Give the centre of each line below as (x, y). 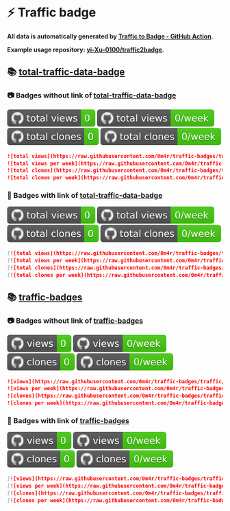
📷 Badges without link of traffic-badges (75, 321)
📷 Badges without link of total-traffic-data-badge (92, 95)
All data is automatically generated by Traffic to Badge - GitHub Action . (110, 36)
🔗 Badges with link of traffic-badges (68, 421)
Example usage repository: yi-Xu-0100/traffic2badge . (86, 49)
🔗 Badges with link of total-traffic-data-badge (85, 196)
